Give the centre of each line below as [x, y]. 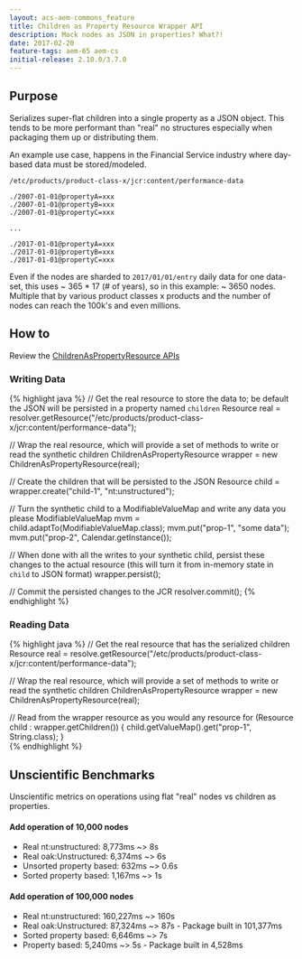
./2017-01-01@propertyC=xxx [62, 260]
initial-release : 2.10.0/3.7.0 [68, 60]
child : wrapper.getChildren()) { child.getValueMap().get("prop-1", [131, 727]
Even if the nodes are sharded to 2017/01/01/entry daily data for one [137, 276]
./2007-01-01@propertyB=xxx [62, 204]
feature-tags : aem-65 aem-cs [64, 51]
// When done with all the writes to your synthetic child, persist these [137, 554]
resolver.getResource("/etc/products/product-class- [107, 417]
